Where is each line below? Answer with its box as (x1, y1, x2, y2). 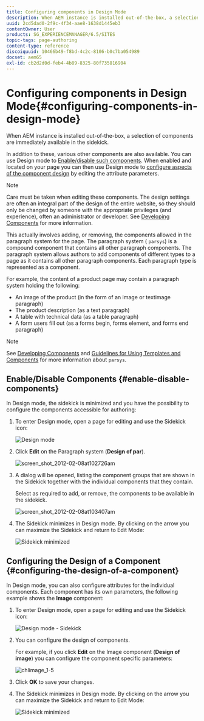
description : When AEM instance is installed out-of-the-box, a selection (6, 15, 200, 21)
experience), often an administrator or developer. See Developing (6, 213, 170, 220)
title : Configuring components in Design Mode (6, 9, 126, 15)
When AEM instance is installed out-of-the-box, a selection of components (6, 132, 194, 140)
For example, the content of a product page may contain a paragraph (6, 275, 179, 283)
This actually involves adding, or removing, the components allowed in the (6, 231, 192, 238)
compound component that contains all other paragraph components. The (6, 244, 192, 252)
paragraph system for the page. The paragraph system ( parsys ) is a (6, 238, 177, 245)
